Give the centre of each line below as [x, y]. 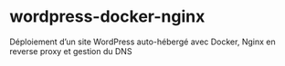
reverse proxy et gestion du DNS [71, 51]
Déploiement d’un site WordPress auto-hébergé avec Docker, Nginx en [142, 42]
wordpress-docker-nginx [107, 17]
